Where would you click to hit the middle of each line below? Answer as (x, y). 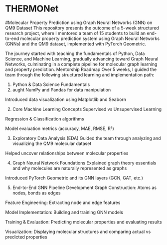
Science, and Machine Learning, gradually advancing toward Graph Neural (82, 58)
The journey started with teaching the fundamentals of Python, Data (75, 53)
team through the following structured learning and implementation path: (80, 74)
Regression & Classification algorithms (45, 118)
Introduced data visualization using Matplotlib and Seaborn (66, 99)
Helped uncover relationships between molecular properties (67, 153)
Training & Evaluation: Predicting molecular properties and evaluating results (83, 222)
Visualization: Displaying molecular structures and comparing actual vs (78, 231)
